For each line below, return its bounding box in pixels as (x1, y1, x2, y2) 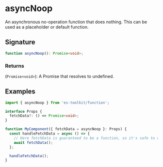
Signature (5, 38, 35, 46)
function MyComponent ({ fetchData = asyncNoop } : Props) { (5, 127, 127, 132)
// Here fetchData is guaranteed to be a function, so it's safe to (14, 136, 155, 140)
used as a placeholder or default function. (5, 24, 89, 30)
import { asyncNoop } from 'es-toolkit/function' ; (5, 100, 110, 105)
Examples (5, 88, 35, 96)
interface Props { (5, 109, 42, 114)
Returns (5, 62, 24, 69)
